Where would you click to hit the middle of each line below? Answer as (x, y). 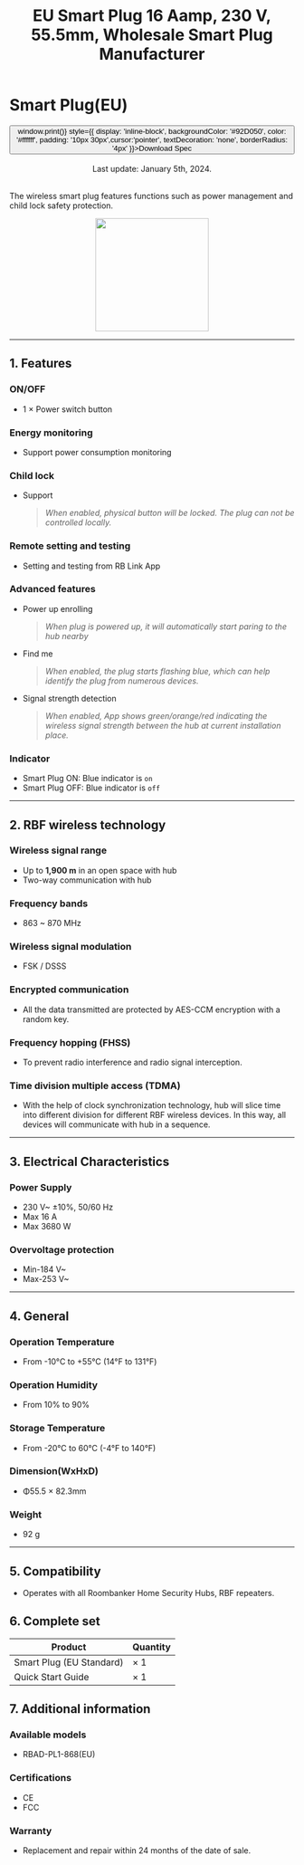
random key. (46, 1019)
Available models (48, 1735)
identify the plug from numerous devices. (122, 681)
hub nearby (66, 636)
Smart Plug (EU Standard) (69, 1662)
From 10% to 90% (56, 1405)
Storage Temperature (57, 1429)
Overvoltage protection (62, 1249)
